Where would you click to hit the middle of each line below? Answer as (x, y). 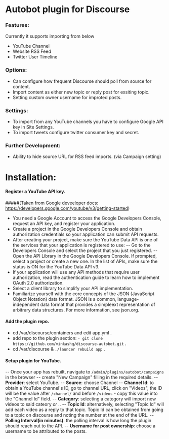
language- (128, 299)
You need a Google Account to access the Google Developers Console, (87, 218)
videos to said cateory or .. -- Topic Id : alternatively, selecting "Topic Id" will (85, 404)
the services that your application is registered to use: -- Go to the (81, 245)
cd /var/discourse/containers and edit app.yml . (62, 333)
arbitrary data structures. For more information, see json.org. (76, 310)
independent (26, 304)
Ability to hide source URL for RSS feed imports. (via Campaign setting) (87, 156)
